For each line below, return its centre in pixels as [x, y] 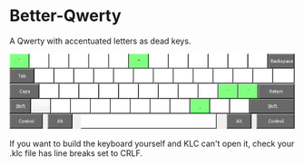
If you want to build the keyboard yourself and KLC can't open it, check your [152, 143]
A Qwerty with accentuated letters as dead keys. [100, 41]
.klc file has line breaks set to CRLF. [76, 153]
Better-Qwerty [65, 16]
